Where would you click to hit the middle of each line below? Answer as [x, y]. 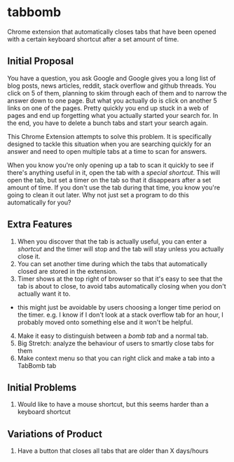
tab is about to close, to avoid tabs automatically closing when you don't [122, 286]
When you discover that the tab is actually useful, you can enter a [112, 241]
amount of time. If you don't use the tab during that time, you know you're [114, 187]
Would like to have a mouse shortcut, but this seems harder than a [113, 404]
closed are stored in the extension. [67, 271]
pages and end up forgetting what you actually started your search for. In [113, 115]
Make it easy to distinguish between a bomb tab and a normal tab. [113, 336]
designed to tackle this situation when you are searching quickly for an [109, 144]
